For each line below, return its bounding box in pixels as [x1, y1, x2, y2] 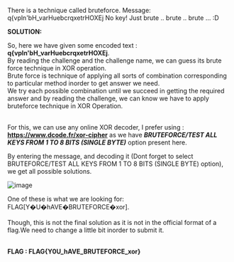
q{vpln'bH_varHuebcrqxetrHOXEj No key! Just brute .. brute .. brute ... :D [7, 14, 220, 22]
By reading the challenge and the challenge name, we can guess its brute [7, 56, 222, 65]
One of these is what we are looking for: [7, 195, 124, 203]
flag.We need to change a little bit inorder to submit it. [7, 226, 165, 234]
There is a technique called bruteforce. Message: [7, 6, 151, 14]
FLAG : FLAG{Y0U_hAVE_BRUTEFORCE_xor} [7, 247, 141, 256]
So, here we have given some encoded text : [7, 41, 138, 49]
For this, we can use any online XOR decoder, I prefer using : [7, 123, 184, 131]
